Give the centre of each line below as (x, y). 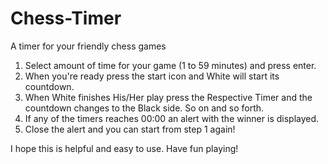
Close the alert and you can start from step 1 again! (130, 129)
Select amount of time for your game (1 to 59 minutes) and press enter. (170, 65)
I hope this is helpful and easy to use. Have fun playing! (124, 148)
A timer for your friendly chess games (88, 46)
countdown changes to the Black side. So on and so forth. (144, 108)
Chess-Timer (66, 18)
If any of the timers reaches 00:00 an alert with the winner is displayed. (172, 118)
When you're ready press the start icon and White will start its (152, 76)
